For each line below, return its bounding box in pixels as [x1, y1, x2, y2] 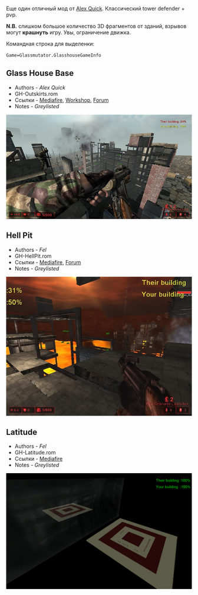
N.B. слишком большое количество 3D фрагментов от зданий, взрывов [6, 23, 187, 29]
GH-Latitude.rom [14, 449, 56, 456]
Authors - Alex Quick [14, 84, 66, 91]
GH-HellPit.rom [14, 252, 52, 260]
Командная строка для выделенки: [6, 41, 95, 47]
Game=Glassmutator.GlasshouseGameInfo [6, 52, 101, 58]
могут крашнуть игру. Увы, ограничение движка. [6, 29, 131, 36]
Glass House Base [6, 68, 74, 78]
